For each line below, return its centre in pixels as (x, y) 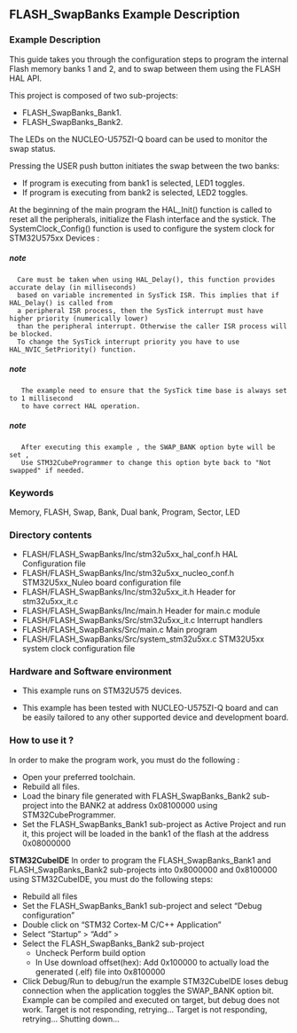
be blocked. (31, 334)
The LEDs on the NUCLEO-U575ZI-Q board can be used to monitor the (138, 139)
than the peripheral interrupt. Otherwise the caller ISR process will (152, 326)
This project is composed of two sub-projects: (94, 95)
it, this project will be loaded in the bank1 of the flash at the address (145, 833)
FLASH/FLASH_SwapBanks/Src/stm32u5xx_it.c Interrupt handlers (142, 620)
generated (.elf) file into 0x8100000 (100, 972)
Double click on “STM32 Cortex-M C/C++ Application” (121, 924)
